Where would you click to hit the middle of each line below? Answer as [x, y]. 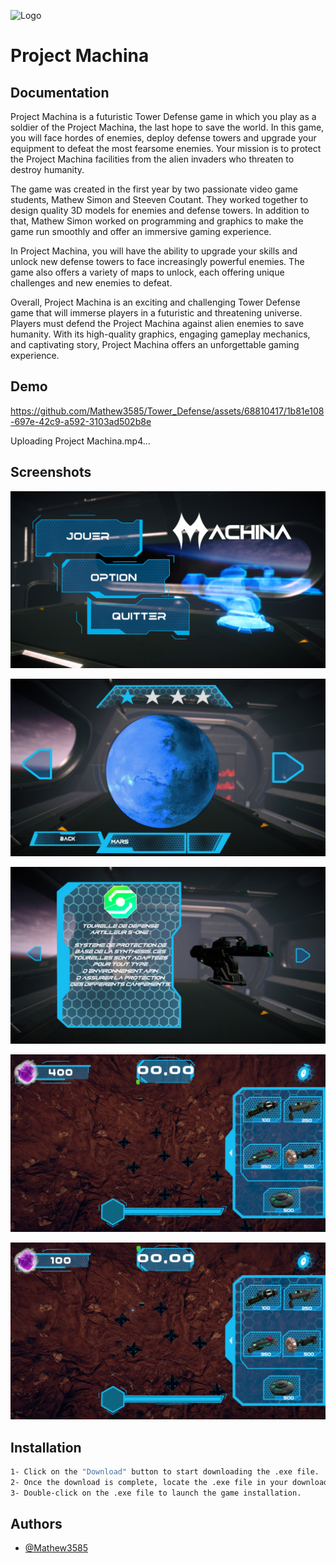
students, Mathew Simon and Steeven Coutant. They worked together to [159, 199]
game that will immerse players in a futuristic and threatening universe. [156, 313]
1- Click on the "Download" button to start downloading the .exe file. [165, 1471]
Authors [36, 1523]
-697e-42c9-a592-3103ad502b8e [81, 421]
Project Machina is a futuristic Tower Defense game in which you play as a [163, 116]
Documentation [60, 92]
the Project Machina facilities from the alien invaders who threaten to [152, 159]
